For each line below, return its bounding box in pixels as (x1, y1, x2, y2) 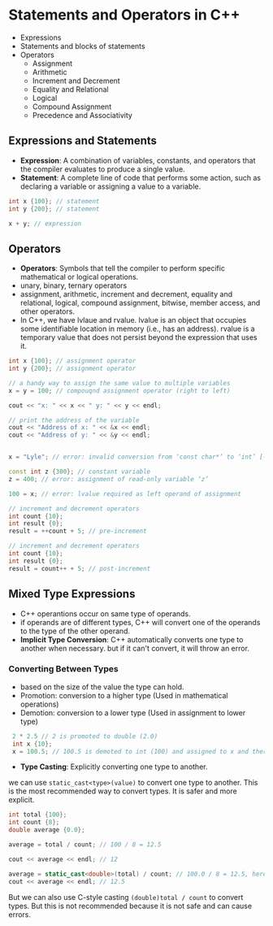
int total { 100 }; (8, 811, 67, 819)
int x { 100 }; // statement (8, 197, 100, 205)
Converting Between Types (8, 663, 119, 675)
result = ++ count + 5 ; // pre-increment (8, 527, 148, 536)
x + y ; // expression (8, 220, 82, 228)
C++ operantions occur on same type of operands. (19, 608, 191, 619)
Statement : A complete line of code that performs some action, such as (19, 172, 262, 182)
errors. (8, 909, 31, 919)
